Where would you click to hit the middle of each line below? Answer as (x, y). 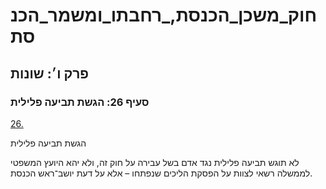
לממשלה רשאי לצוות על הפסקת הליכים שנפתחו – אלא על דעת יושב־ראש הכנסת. (161, 173)
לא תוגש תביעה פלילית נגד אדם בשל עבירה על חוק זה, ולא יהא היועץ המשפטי (155, 162)
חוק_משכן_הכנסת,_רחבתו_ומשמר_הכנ (164, 15)
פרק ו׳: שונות (50, 73)
